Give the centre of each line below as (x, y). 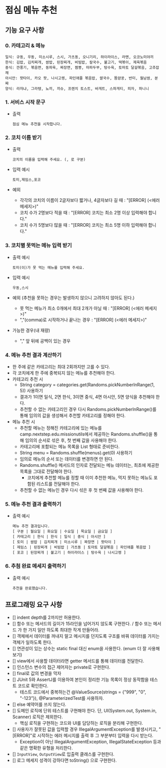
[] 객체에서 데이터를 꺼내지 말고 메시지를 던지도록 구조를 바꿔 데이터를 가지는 (86, 636)
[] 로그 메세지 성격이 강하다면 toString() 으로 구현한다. (64, 761)
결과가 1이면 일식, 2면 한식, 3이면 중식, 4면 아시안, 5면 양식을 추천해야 (87, 397)
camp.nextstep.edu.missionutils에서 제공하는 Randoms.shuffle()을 (86, 434)
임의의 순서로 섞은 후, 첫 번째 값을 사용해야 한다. (71, 440)
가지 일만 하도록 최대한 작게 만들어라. (64, 630)
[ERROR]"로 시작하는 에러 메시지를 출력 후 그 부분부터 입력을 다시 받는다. (83, 736)
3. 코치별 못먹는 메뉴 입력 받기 (39, 246)
